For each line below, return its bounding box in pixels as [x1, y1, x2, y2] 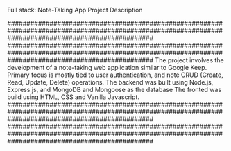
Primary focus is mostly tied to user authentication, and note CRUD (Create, [7, 71, 223, 79]
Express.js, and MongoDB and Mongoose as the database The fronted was [7, 86, 222, 94]
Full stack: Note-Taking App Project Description [7, 6, 143, 14]
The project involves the [155, 56, 224, 64]
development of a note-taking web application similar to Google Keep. [7, 64, 207, 71]
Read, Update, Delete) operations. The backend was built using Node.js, [7, 78, 214, 86]
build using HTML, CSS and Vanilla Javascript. [7, 93, 140, 101]
